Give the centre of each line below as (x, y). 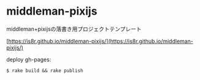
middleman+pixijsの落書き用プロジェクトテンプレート (74, 29)
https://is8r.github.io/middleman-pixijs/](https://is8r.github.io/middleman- (101, 41)
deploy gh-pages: (29, 59)
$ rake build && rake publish (45, 71)
